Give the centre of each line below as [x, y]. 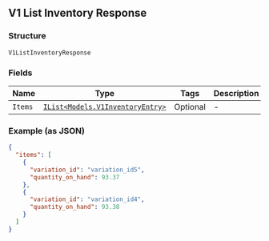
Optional [190, 106]
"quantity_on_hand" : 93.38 [74, 207]
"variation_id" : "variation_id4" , [87, 199]
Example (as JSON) [47, 131]
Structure [27, 36]
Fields [20, 73]
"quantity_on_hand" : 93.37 [74, 177]
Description [236, 93]
